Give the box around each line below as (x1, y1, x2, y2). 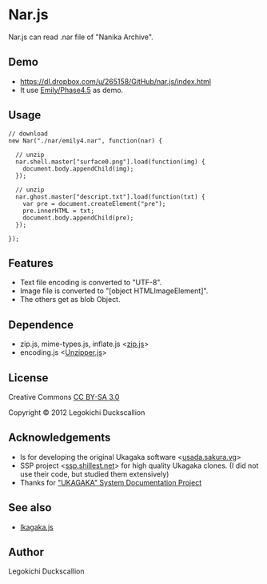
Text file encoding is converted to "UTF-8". (19, 278, 162, 288)
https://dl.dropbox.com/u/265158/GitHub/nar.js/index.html (19, 76, 212, 86)
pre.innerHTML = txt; (22, 207, 94, 215)
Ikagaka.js (19, 522, 54, 532)
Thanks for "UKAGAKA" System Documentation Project (19, 477, 202, 487)
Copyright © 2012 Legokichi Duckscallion (8, 408, 145, 417)
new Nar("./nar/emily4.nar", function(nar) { (8, 136, 162, 145)
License (8, 371, 49, 385)
